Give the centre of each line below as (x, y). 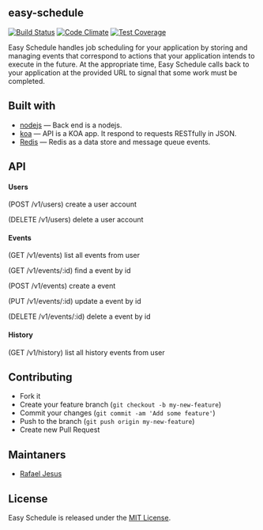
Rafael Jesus (41, 474)
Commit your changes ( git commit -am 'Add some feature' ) (117, 413)
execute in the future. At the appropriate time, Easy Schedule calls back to (129, 64)
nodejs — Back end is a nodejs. (71, 125)
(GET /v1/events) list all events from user (74, 256)
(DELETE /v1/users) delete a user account (76, 220)
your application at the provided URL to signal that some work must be (123, 72)
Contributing (40, 378)
